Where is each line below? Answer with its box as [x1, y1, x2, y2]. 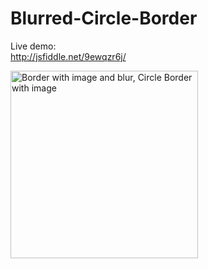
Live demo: [10, 40, 57, 52]
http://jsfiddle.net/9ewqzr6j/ [10, 50, 127, 62]
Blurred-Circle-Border [10, 7, 198, 30]
